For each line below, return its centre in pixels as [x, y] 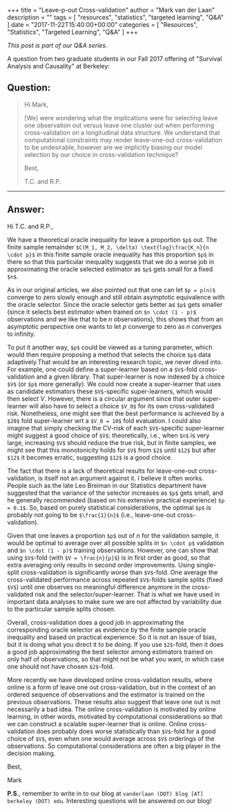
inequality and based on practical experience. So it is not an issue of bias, [112, 637]
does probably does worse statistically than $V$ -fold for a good [126, 731]
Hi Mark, [36, 104]
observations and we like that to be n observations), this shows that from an [115, 319]
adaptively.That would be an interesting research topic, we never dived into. [115, 361]
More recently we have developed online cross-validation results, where [110, 679]
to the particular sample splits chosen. [61, 609]
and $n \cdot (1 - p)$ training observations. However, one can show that [113, 550]
